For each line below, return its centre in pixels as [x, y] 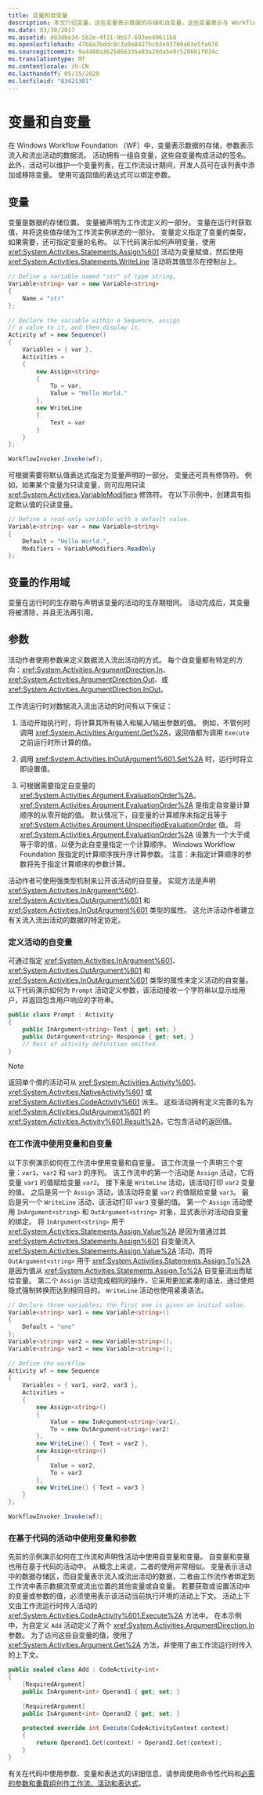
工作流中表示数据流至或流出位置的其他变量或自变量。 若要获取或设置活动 [126, 1586]
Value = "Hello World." [88, 393]
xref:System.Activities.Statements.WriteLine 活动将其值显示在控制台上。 [124, 262]
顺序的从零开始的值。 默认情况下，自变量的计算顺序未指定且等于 [123, 815]
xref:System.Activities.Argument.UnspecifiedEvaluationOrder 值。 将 [130, 824]
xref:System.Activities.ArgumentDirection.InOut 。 [88, 689]
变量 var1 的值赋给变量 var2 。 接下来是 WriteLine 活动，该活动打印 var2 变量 [131, 1182]
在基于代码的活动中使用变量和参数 [72, 1538]
